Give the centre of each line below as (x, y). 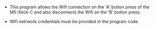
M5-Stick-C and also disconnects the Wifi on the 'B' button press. (75, 12)
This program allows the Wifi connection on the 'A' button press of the (79, 7)
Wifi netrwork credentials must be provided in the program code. (74, 22)
